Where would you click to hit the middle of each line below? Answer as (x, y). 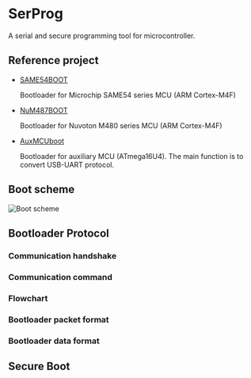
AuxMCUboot (42, 141)
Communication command (61, 277)
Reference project (53, 60)
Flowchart (28, 298)
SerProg (36, 14)
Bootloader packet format (59, 319)
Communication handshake (63, 255)
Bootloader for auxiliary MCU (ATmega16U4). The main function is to (131, 156)
